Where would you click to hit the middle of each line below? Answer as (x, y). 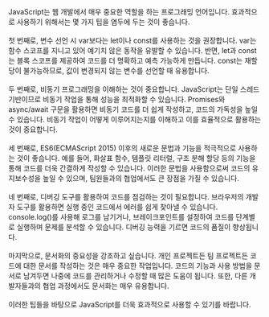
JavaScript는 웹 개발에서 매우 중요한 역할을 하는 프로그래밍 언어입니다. (119, 12)
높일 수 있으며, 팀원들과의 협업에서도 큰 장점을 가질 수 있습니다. (141, 178)
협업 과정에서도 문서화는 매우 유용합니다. (106, 286)
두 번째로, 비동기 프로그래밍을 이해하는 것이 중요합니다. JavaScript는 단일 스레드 (134, 89)
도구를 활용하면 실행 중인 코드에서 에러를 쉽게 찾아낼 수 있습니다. (117, 207)
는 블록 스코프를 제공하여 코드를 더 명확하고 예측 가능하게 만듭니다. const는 (126, 60)
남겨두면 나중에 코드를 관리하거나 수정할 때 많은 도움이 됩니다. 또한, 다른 (135, 276)
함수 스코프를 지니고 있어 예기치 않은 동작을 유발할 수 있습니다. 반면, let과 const (132, 50)
